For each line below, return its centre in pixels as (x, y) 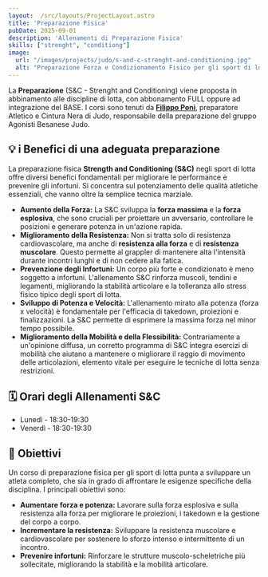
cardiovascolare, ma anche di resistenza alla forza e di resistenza (129, 243)
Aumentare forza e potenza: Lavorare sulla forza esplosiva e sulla (129, 505)
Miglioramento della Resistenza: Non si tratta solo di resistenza (125, 235)
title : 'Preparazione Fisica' (59, 23)
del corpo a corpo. (50, 522)
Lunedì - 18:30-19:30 (54, 420)
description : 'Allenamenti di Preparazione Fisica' (96, 38)
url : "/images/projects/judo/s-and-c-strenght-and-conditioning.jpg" (133, 61)
